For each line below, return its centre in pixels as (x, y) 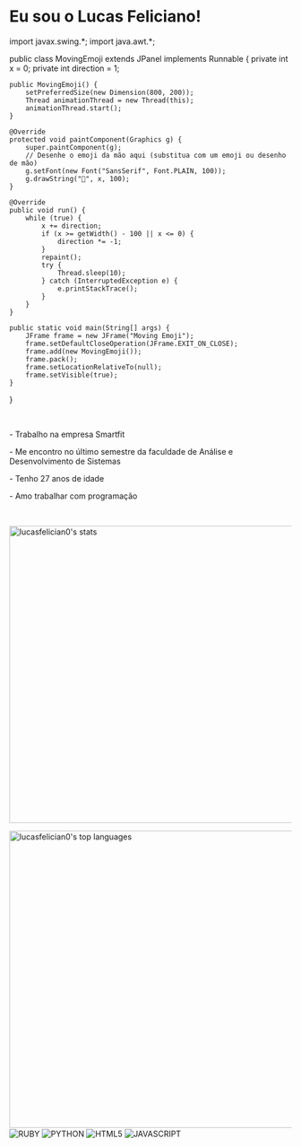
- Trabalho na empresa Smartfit (67, 434)
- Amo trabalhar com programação (73, 496)
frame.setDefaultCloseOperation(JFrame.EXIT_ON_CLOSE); (132, 343)
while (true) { (54, 218)
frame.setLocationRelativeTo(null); (94, 367)
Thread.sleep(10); (91, 273)
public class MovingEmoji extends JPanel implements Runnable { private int (149, 58)
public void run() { (48, 210)
